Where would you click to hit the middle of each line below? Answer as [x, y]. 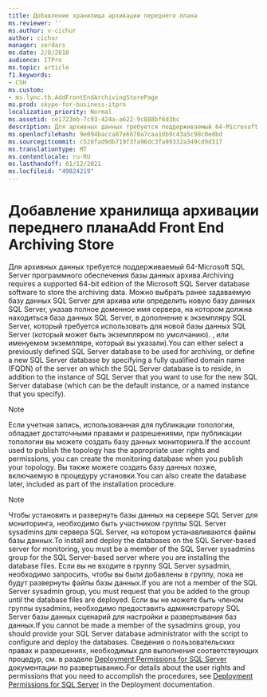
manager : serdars [37, 45]
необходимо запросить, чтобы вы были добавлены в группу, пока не [126, 574]
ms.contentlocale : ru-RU [49, 156]
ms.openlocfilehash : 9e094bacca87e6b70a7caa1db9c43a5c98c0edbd [116, 134]
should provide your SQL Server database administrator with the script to [128, 633]
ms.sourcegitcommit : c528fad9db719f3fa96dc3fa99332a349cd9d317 [116, 142]
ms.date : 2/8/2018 [39, 53]
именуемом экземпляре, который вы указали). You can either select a [126, 343]
